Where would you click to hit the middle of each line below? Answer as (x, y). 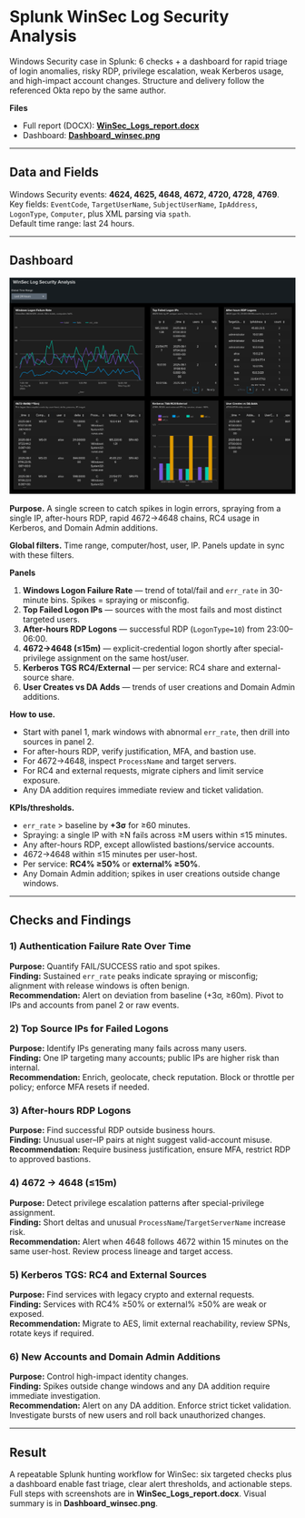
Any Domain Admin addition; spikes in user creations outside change (151, 874)
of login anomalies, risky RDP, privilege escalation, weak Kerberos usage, (147, 71)
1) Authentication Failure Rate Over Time (100, 946)
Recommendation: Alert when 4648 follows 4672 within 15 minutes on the (149, 1241)
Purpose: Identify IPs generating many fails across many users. (128, 1048)
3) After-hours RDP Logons (70, 1110)
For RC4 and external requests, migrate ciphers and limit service (143, 771)
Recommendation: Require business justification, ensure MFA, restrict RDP (150, 1149)
